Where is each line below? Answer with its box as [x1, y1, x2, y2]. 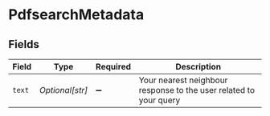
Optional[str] [39, 85, 88, 95]
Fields [8, 38, 40, 51]
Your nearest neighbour [138, 74, 228, 86]
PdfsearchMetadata [8, 6, 145, 24]
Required [95, 62, 131, 72]
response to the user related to [138, 85, 256, 95]
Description [175, 62, 222, 72]
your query [138, 94, 181, 106]
